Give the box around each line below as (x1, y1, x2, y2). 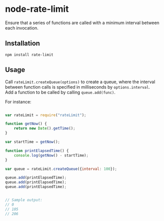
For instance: (5, 98, 32, 104)
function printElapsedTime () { (5, 148, 69, 153)
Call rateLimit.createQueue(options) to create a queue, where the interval (5, 79, 156, 85)
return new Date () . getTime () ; (14, 126, 76, 131)
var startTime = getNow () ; (5, 139, 60, 145)
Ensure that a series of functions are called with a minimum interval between (5, 20, 160, 26)
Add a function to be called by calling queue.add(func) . (5, 89, 116, 95)
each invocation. (5, 25, 39, 31)
